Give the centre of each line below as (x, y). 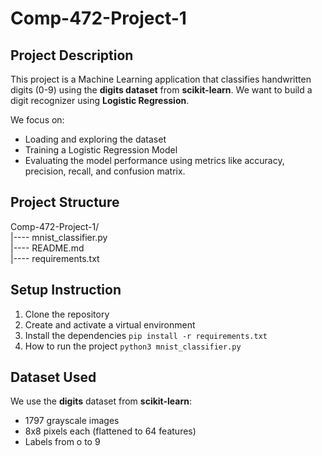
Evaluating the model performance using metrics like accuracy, (154, 160)
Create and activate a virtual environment (110, 324)
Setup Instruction (66, 290)
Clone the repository (67, 314)
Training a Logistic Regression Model (101, 150)
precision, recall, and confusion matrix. (105, 171)
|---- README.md (47, 248)
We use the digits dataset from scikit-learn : (101, 401)
